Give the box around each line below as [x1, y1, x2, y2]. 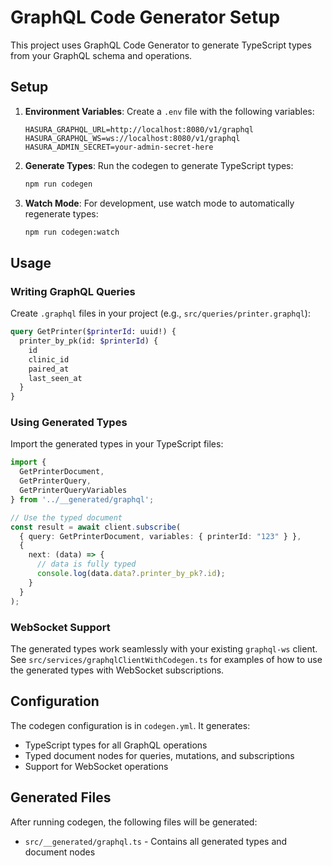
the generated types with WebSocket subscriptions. [10, 664, 225, 676]
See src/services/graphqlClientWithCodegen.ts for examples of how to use [10, 653, 323, 665]
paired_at [28, 364, 70, 374]
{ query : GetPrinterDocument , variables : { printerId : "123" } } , [19, 531, 302, 541]
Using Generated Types [10, 416, 128, 430]
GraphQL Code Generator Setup [10, 6, 281, 29]
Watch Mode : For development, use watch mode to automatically [24, 197, 295, 209]
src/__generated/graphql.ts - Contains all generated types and [24, 835, 288, 847]
